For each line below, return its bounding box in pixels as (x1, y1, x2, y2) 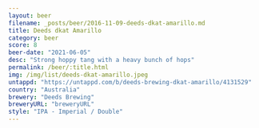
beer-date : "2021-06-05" (8, 48, 91, 56)
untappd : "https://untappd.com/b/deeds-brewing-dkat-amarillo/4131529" (8, 78, 252, 86)
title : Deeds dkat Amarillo (8, 26, 102, 34)
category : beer (8, 33, 59, 42)
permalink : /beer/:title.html (8, 64, 110, 72)
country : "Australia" (8, 85, 81, 94)
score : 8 (8, 41, 38, 49)
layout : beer (8, 11, 52, 20)
